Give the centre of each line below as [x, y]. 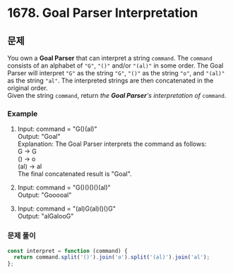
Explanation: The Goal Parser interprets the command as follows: [112, 144]
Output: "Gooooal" [44, 195]
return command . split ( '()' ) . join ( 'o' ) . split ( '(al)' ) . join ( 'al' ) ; [112, 257]
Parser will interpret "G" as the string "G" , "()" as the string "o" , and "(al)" [116, 73]
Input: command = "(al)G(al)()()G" [67, 208]
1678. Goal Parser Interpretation [103, 13]
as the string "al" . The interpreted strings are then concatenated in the [110, 80]
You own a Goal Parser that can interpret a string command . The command [110, 58]
